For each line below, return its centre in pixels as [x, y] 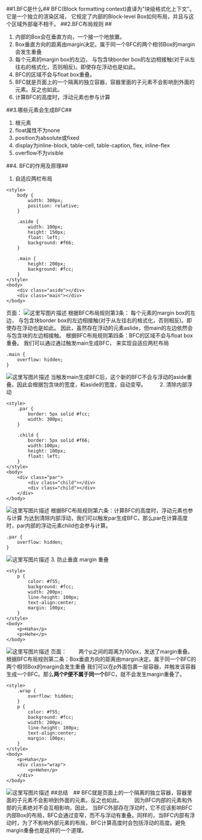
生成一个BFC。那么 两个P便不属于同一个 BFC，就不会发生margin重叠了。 [96, 674]
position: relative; [54, 206]
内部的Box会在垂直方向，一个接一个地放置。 [70, 37]
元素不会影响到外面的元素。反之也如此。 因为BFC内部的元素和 [105, 800]
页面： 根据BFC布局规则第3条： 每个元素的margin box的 [98, 313]
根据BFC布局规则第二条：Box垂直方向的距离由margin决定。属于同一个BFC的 [101, 659]
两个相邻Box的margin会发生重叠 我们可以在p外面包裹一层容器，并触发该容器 [101, 667]
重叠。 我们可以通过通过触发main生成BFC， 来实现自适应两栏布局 [88, 343]
